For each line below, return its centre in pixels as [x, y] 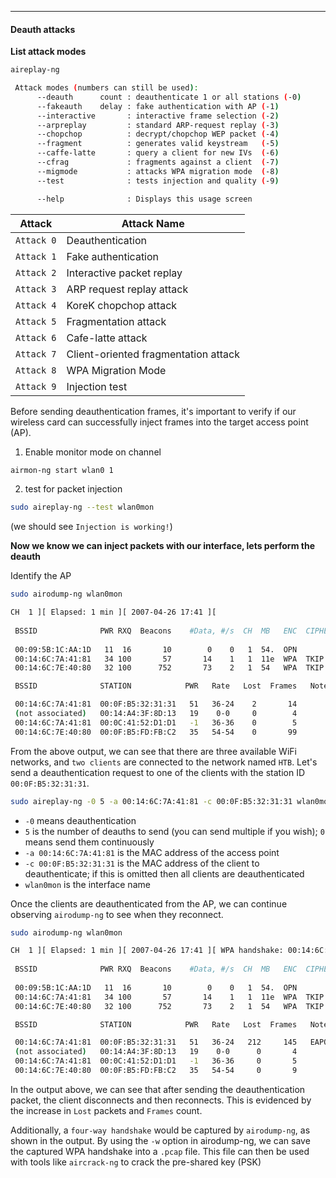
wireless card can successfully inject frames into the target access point [159, 422]
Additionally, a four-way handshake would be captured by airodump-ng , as [160, 1130]
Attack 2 [36, 272]
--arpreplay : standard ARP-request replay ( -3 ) [158, 125]
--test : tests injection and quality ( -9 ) [158, 181]
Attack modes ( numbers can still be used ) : [106, 88]
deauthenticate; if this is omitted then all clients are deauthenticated [164, 873]
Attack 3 [36, 289]
